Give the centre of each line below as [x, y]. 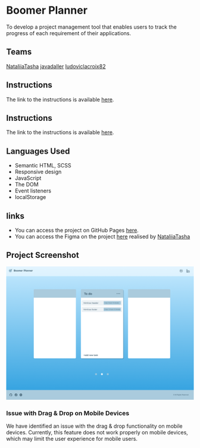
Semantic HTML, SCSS [43, 166]
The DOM [26, 185]
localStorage [30, 197]
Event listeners [33, 191]
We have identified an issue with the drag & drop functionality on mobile [94, 426]
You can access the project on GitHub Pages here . [76, 230]
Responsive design [38, 172]
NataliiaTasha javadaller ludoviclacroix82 [56, 66]
